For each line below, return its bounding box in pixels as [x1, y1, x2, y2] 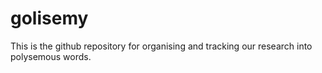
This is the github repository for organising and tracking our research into [10, 40, 313, 52]
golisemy [10, 7, 89, 30]
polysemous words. [10, 50, 92, 62]
